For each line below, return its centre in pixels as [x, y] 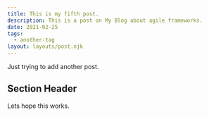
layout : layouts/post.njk [45, 47]
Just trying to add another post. [53, 67]
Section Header [42, 89]
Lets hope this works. [38, 106]
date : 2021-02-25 [33, 27]
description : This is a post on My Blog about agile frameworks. [105, 20]
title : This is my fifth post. [53, 14]
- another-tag [34, 40]
